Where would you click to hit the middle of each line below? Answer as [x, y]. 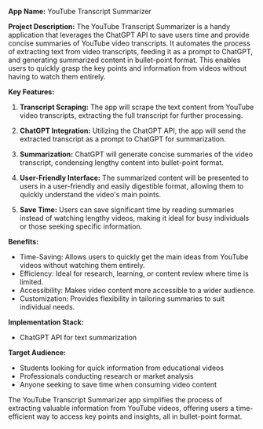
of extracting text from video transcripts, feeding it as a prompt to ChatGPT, [130, 51]
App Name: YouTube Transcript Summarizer [80, 11]
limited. [31, 282]
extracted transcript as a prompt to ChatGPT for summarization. [122, 139]
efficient [22, 416]
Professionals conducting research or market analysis [106, 376]
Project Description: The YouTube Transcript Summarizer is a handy [119, 26]
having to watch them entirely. [57, 77]
